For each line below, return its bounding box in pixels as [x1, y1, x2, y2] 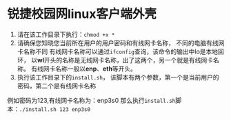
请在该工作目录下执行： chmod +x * [17, 30, 115, 38]
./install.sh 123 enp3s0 [19, 106, 91, 113]
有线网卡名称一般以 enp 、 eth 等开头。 [30, 64, 137, 73]
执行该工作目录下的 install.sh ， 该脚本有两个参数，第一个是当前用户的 [17, 73, 219, 81]
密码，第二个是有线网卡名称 [17, 82, 97, 90]
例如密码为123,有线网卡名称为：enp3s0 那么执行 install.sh [7, 96, 176, 104]
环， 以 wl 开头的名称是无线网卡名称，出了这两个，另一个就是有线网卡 [17, 56, 214, 64]
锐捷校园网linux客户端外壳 [7, 6, 157, 22]
